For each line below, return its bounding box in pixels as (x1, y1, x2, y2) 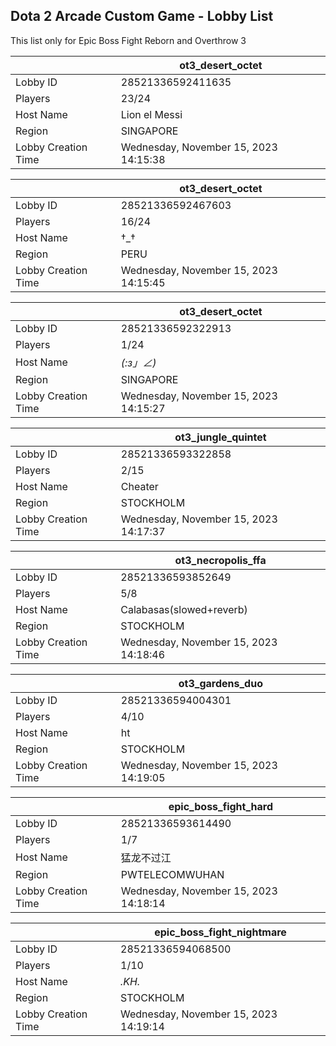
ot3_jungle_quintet (174, 430, 267, 444)
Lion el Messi (120, 107, 183, 121)
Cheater (120, 479, 159, 493)
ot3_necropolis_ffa (174, 553, 267, 567)
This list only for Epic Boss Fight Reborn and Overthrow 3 (10, 34, 247, 46)
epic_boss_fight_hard (168, 799, 274, 813)
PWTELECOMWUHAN (120, 867, 225, 881)
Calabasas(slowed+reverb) (120, 602, 248, 616)
